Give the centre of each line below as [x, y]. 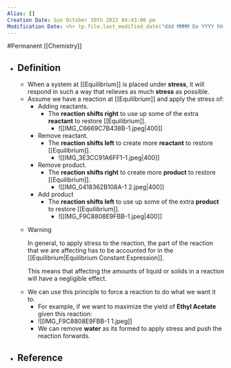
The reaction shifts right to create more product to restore [132, 173]
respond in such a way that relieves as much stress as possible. [119, 92]
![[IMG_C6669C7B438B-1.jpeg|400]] [111, 128]
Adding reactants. [63, 106]
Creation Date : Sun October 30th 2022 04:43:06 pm [81, 20]
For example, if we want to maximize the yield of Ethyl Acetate [127, 307]
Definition [39, 67]
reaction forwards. [64, 336]
